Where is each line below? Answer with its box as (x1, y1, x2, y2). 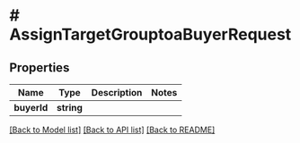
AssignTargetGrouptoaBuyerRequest (9, 24, 292, 45)
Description (91, 87, 143, 98)
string (57, 102, 84, 114)
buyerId (13, 102, 49, 114)
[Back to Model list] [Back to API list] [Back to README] (9, 124, 216, 135)
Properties (9, 60, 70, 75)
